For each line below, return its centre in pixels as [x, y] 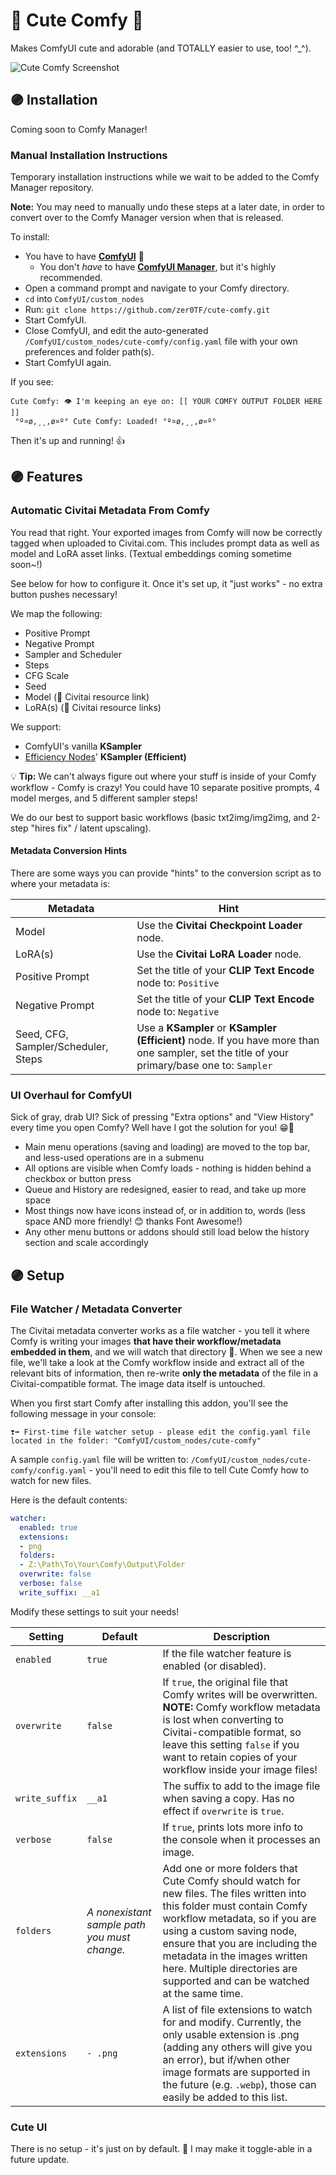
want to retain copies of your [230, 1757]
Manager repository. [52, 188]
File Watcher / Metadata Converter [96, 1309]
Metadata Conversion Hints [68, 851]
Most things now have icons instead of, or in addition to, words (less [165, 1211]
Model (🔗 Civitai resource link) [87, 696]
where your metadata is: [60, 883]
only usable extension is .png [231, 2034]
